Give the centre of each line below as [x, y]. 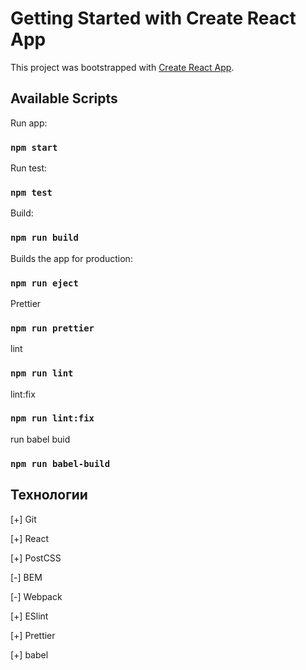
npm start [34, 147]
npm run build [44, 238]
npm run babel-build [60, 463]
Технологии [49, 495]
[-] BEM [26, 577]
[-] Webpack [36, 596]
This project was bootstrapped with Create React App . [122, 67]
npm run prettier [52, 328]
